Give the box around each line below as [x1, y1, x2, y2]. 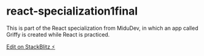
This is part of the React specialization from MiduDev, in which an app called [6, 24, 199, 32]
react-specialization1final [6, 4, 138, 18]
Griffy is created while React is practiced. [6, 30, 110, 38]
